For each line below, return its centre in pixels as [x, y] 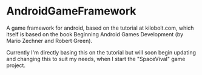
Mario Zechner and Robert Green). [49, 41]
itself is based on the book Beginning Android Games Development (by [95, 34]
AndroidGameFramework [71, 11]
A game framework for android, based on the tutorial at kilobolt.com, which [100, 28]
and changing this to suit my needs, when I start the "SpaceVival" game [96, 59]
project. [16, 65]
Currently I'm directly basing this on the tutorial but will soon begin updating [101, 52]
